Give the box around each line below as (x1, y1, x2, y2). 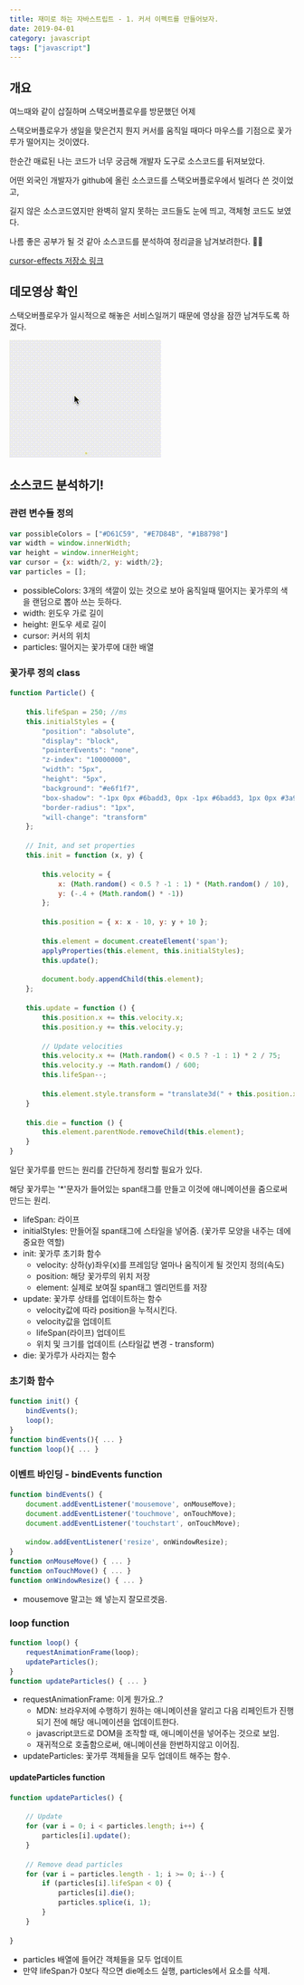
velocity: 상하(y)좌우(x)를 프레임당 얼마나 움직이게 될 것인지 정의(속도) (35, 1259, 285, 1271)
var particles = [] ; (9, 568, 88, 577)
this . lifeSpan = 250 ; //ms (25, 707, 128, 717)
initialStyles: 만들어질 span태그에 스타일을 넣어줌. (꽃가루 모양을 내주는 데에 (22, 1226, 291, 1236)
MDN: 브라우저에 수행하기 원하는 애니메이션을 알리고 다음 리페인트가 (35, 1705, 278, 1716)
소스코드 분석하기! (9, 478, 104, 493)
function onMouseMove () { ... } (9, 1557, 131, 1566)
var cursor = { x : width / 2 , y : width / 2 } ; (9, 558, 165, 568)
